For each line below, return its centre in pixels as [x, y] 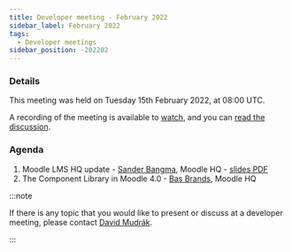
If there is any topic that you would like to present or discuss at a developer [146, 212]
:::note [21, 195]
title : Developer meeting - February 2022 [88, 17]
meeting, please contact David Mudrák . [81, 222]
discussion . [30, 127]
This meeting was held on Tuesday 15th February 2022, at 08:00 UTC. [137, 100]
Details [25, 81]
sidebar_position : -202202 [59, 50]
